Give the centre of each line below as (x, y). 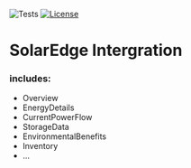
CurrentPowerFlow (57, 117)
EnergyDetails (48, 107)
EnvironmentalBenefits (64, 136)
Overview (40, 98)
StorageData (45, 127)
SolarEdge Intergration (96, 51)
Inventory (40, 146)
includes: (30, 79)
